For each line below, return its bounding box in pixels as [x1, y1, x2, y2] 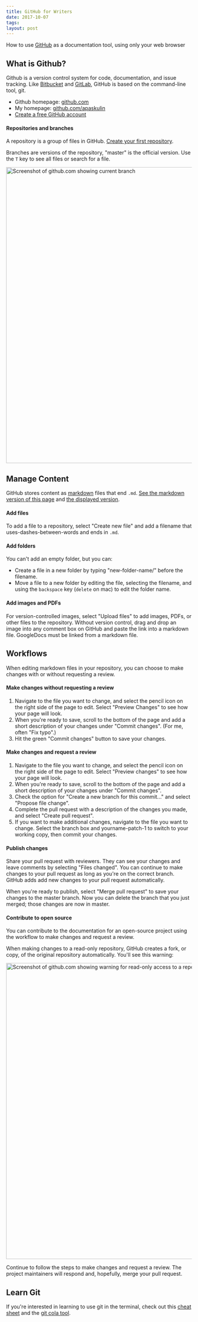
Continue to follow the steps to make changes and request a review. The [6, 1264, 182, 1271]
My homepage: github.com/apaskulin [14, 105, 105, 112]
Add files [6, 509, 29, 516]
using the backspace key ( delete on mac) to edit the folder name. [14, 586, 171, 593]
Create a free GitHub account [14, 111, 87, 118]
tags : [6, 20, 19, 25]
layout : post [6, 25, 38, 31]
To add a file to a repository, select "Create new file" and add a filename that [6, 522, 192, 530]
